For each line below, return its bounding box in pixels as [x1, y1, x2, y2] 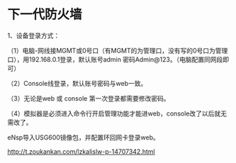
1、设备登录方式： [7, 31, 60, 40]
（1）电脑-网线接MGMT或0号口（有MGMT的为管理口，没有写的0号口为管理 [7, 46, 228, 55]
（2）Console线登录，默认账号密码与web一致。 [7, 79, 147, 87]
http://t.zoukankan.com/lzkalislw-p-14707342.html [7, 147, 155, 156]
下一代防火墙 [7, 6, 83, 23]
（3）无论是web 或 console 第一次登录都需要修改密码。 [7, 94, 170, 103]
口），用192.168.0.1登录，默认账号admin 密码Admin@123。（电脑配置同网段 [7, 55, 223, 64]
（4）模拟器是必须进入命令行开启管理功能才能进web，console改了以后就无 [7, 109, 227, 118]
